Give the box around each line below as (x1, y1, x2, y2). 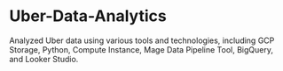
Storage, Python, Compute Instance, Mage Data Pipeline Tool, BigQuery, (9, 44, 273, 54)
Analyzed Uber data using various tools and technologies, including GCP (9, 35, 275, 46)
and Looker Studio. (9, 53, 79, 64)
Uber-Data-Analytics (9, 6, 167, 26)
